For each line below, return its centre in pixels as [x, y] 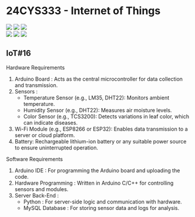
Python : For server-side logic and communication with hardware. [102, 202]
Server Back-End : [37, 195]
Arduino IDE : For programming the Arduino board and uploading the [97, 170]
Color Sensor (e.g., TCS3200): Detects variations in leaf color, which [106, 116]
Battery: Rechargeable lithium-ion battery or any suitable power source [100, 141]
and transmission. [36, 85]
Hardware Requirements [36, 67]
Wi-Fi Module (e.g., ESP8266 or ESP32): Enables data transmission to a [101, 129]
